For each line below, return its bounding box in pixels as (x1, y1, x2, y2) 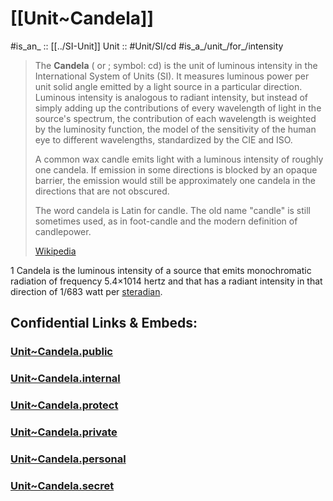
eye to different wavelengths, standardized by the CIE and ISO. (34, 133, 293, 146)
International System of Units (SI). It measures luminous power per (34, 70, 310, 82)
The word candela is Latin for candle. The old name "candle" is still (34, 204, 311, 216)
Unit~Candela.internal (10, 372, 121, 386)
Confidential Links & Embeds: (10, 315, 198, 332)
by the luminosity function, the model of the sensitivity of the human (34, 123, 317, 135)
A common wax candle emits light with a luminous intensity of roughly (34, 153, 324, 165)
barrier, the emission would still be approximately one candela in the (34, 174, 316, 186)
